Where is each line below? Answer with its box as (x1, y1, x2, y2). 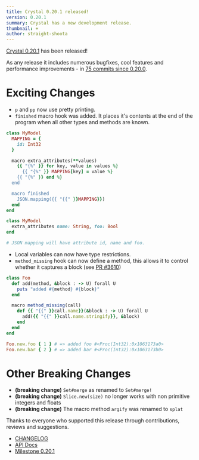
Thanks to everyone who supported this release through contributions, (6, 417, 180, 424)
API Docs (14, 441, 38, 449)
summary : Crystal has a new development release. (6, 20, 132, 26)
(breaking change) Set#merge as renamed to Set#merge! (14, 387, 153, 394)
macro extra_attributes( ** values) (11, 158, 97, 164)
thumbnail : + (6, 25, 39, 32)
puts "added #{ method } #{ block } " (17, 286, 100, 292)
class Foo (6, 275, 31, 281)
